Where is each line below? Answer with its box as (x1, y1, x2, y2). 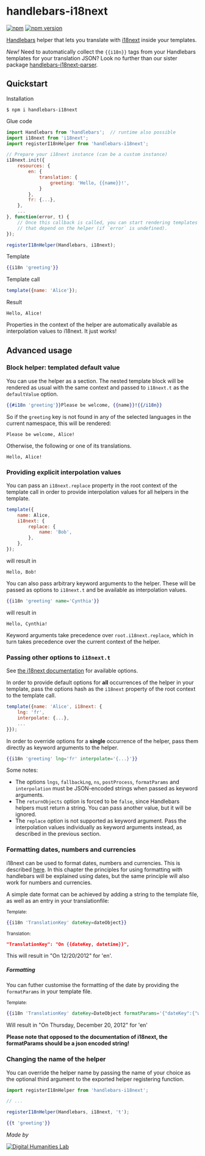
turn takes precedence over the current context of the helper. (6, 638, 160, 645)
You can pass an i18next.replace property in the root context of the (6, 482, 178, 489)
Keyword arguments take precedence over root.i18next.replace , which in (6, 631, 194, 638)
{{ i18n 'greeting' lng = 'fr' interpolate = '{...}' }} (6, 755, 138, 762)
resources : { (17, 163, 51, 169)
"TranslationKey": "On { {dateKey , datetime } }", (6, 941, 130, 947)
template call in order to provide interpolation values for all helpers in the (6, 488, 189, 495)
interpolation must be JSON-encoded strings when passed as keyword (15, 785, 198, 792)
